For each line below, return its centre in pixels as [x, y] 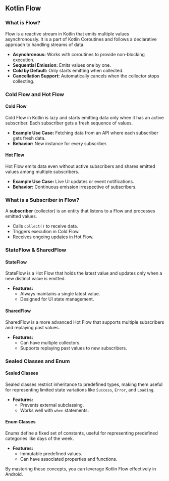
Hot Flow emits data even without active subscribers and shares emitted [80, 166]
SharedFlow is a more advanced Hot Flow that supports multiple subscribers [85, 322]
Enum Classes [21, 422]
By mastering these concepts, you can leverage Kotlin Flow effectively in [81, 469]
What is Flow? [23, 23]
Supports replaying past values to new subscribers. [74, 348]
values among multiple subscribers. [42, 172]
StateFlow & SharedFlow [36, 250]
